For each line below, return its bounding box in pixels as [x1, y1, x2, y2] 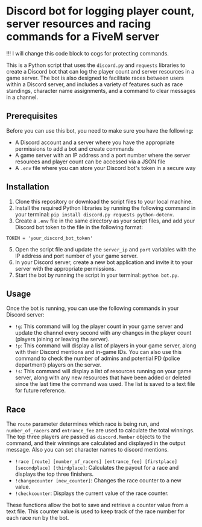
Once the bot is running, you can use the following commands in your [6, 305, 179, 312]
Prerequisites [6, 111, 58, 121]
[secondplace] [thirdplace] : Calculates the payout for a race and [14, 464, 179, 472]
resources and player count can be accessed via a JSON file [14, 158, 166, 165]
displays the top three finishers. [14, 470, 94, 478]
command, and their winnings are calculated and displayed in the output [6, 440, 186, 447]
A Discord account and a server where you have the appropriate [14, 139, 175, 146]
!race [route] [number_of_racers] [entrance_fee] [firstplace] [14, 459, 178, 465]
